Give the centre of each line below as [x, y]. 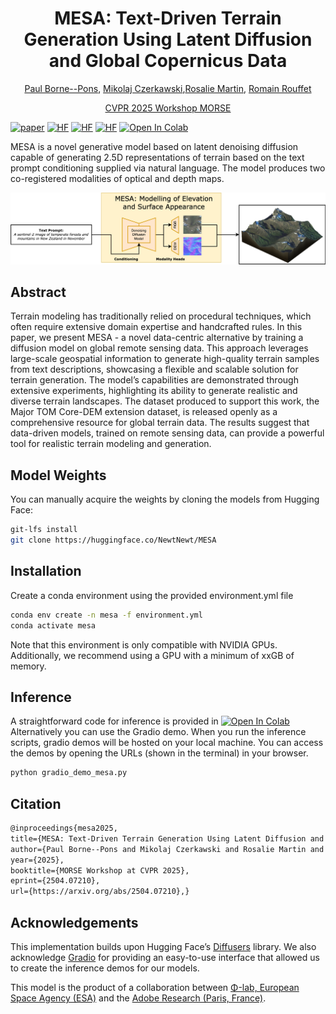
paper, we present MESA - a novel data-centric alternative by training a [157, 338]
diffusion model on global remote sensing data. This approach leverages [159, 348]
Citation [36, 803]
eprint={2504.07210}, [55, 881]
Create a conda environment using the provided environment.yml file [152, 595]
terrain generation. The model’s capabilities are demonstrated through [154, 380]
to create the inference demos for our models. [105, 968]
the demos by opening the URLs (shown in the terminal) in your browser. [159, 753]
